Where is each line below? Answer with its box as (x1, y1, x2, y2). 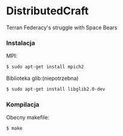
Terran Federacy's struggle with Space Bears (6, 24, 118, 31)
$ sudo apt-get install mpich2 (6, 64, 84, 70)
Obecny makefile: (6, 114, 50, 121)
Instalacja (6, 39, 35, 47)
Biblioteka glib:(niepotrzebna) (6, 75, 79, 82)
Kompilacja (6, 100, 40, 109)
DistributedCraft (6, 4, 89, 18)
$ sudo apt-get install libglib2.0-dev (6, 86, 106, 92)
